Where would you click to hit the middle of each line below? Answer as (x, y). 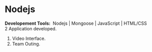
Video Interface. (29, 38)
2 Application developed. (31, 28)
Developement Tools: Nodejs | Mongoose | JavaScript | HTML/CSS (76, 23)
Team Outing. (26, 43)
